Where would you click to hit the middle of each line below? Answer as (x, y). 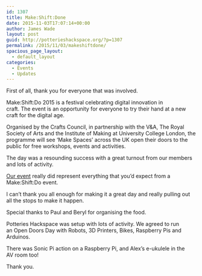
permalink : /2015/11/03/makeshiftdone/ (56, 46)
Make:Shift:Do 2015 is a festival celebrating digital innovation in (85, 103)
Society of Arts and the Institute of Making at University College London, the (101, 133)
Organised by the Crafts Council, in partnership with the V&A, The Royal (95, 127)
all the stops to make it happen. (45, 201)
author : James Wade (31, 29)
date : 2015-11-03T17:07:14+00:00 (48, 23)
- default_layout (33, 57)
